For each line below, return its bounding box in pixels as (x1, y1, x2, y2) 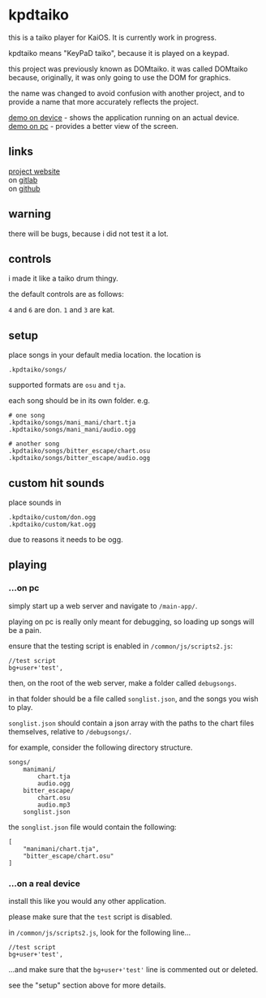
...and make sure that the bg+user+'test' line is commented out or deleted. (8, 964, 259, 974)
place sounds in (8, 497, 62, 507)
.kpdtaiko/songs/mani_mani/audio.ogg (8, 426, 136, 434)
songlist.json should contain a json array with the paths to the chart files (8, 718, 255, 728)
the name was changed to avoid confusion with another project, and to (8, 88, 245, 98)
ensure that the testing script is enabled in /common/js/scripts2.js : (8, 641, 234, 651)
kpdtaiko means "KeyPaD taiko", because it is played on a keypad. (8, 48, 230, 58)
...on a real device (8, 878, 81, 889)
